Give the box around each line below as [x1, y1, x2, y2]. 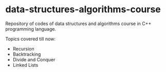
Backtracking [12, 51, 41, 57]
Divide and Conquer [12, 56, 56, 62]
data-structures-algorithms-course [5, 4, 161, 15]
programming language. [5, 26, 57, 32]
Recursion [12, 45, 34, 52]
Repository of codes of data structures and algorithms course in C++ [5, 20, 152, 27]
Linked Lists [12, 62, 39, 68]
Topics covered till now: [5, 36, 56, 42]
